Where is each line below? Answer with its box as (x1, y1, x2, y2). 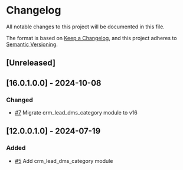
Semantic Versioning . (6, 41, 58, 48)
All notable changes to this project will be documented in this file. (6, 23, 165, 30)
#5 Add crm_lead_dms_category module (14, 157, 113, 164)
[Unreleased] (6, 58, 56, 68)
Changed (6, 96, 34, 104)
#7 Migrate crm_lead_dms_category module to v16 (14, 109, 138, 116)
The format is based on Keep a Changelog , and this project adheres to (6, 34, 177, 41)
